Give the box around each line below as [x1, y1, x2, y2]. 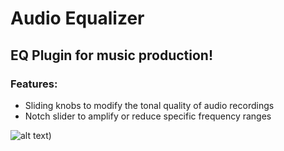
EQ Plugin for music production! [10, 47, 214, 64]
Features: [10, 77, 58, 91]
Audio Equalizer [10, 7, 145, 30]
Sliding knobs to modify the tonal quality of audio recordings [24, 99, 275, 111]
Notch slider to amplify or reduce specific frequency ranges [24, 110, 272, 122]
